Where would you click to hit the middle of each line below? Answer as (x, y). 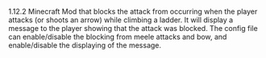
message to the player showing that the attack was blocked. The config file (133, 28)
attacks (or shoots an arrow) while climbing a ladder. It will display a (121, 20)
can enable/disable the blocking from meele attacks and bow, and (118, 37)
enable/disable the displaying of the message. (85, 45)
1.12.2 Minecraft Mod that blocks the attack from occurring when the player (133, 12)
